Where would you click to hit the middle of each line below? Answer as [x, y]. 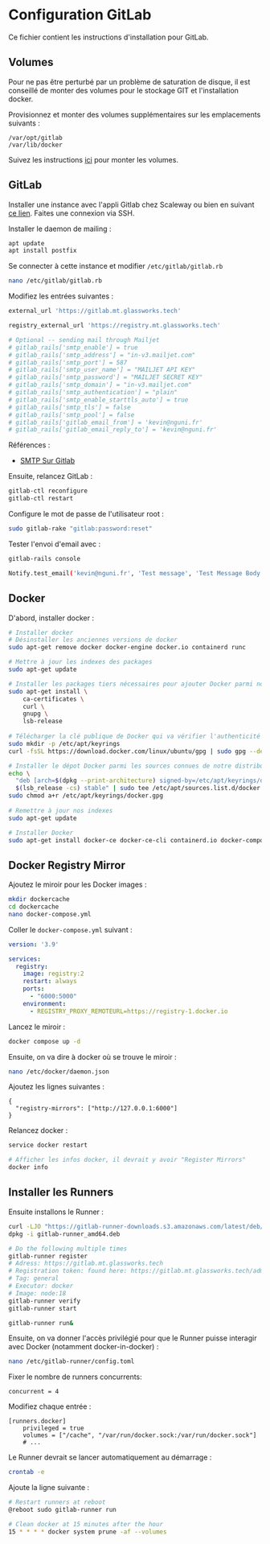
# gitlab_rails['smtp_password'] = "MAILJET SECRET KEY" [106, 377]
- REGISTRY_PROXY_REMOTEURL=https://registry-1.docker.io [129, 1011]
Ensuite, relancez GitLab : [51, 476]
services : [25, 959]
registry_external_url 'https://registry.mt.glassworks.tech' [115, 326]
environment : [45, 1003]
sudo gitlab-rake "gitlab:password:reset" [80, 529]
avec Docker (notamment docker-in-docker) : [84, 1347]
